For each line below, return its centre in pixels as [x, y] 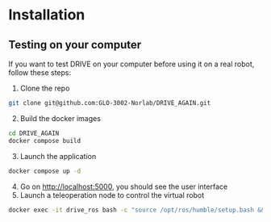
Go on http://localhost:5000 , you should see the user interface [124, 186]
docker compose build [45, 140]
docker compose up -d [45, 171]
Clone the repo [45, 88]
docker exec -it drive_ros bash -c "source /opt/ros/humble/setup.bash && [137, 210]
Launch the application [58, 156]
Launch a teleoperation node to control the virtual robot [112, 195]
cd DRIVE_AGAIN [34, 133]
